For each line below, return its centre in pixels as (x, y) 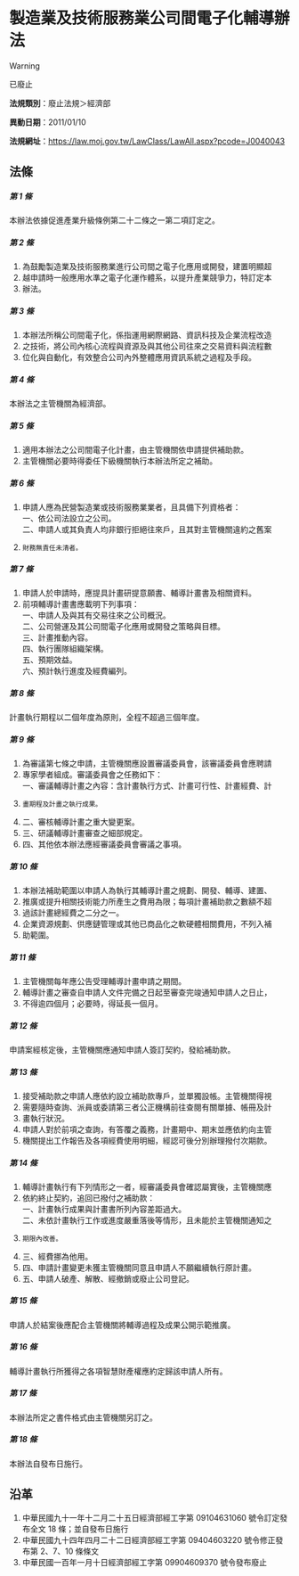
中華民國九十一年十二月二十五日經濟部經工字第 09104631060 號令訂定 (151, 1517)
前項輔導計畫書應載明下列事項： (81, 604)
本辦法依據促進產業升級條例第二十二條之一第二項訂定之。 (114, 220)
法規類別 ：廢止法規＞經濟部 (60, 103)
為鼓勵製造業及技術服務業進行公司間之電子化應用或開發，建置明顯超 (147, 267)
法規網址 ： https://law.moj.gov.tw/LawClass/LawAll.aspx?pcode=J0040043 (147, 141)
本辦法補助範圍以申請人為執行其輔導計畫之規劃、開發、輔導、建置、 (147, 891)
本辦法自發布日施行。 (48, 1464)
